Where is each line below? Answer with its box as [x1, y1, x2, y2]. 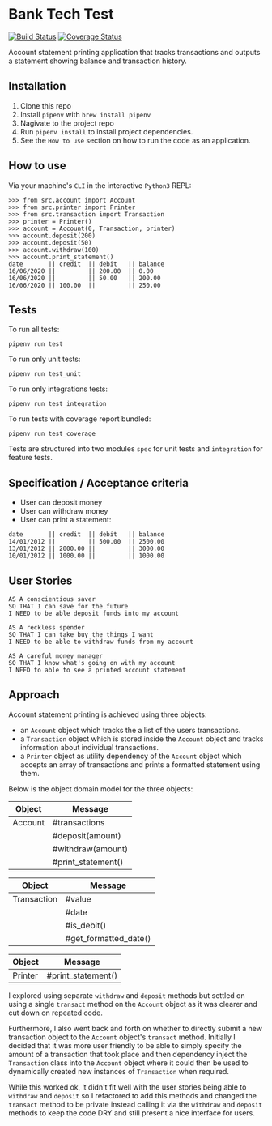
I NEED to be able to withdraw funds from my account [8, 638, 194, 646]
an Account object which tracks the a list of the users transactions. [19, 725, 241, 735]
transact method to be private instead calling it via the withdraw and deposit [8, 1099, 263, 1109]
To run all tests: [8, 325, 60, 335]
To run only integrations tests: [8, 384, 108, 394]
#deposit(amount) [52, 830, 121, 841]
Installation [8, 79, 66, 93]
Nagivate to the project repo [19, 118, 115, 128]
